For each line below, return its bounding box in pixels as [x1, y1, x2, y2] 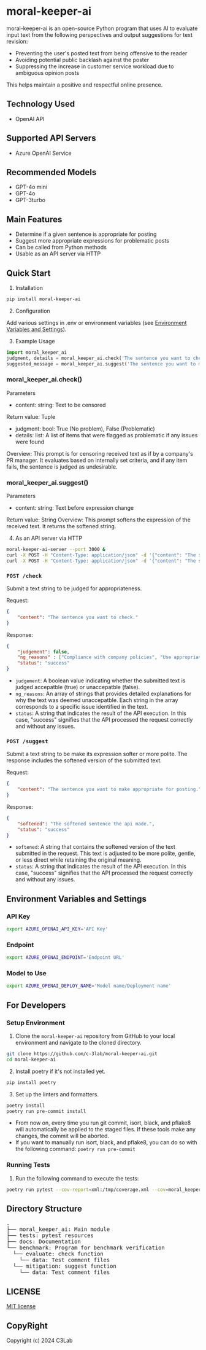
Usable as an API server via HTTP [15, 250, 101, 257]
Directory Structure [6, 1203, 83, 1214]
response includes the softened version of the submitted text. [6, 757, 162, 764]
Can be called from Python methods [15, 244, 107, 251]
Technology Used [6, 99, 75, 109]
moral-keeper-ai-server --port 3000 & [6, 547, 105, 553]
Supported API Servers [6, 133, 96, 144]
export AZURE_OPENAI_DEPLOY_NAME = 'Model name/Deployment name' [6, 983, 172, 989]
